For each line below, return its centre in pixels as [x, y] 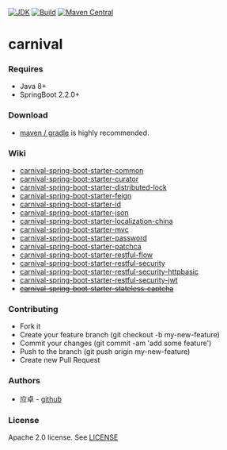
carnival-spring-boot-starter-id [70, 204]
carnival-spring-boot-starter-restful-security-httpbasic [109, 272]
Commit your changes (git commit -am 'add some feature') [115, 343]
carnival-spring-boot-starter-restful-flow [86, 255]
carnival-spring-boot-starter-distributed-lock [93, 187]
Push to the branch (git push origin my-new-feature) [105, 352]
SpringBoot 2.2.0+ [50, 94]
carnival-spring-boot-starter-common [81, 171]
